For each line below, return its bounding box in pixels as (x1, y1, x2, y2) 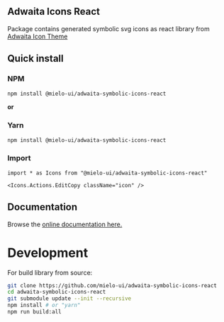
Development (7, 245, 89, 261)
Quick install (7, 52, 64, 65)
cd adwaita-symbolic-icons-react (7, 289, 106, 296)
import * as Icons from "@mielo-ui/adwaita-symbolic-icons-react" (7, 170, 208, 177)
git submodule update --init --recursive (7, 295, 132, 302)
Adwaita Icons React (7, 6, 101, 18)
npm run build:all (7, 309, 62, 316)
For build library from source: (7, 268, 93, 277)
